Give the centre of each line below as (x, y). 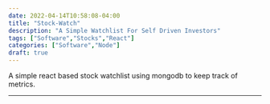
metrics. (22, 84)
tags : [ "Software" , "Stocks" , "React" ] (72, 38)
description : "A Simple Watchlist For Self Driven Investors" (115, 30)
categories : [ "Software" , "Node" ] (64, 46)
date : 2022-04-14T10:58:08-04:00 (64, 16)
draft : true (28, 53)
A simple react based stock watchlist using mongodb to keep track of (123, 76)
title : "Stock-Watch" (45, 23)
